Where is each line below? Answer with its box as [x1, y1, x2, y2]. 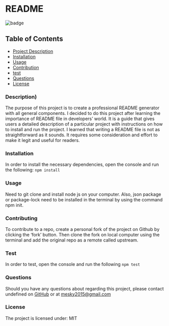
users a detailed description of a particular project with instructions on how [5, 121, 163, 127]
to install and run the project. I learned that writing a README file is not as [5, 127, 160, 133]
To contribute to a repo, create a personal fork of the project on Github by [5, 226, 160, 232]
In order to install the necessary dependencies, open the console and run [5, 161, 159, 168]
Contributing [5, 215, 38, 222]
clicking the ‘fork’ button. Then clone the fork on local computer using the [5, 231, 160, 238]
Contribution [12, 64, 39, 70]
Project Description [12, 48, 53, 54]
